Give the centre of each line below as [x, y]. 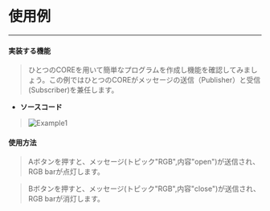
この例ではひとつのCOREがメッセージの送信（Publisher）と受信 [155, 80]
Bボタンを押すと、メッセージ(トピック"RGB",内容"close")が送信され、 [144, 189]
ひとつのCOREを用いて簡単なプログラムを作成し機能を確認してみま [139, 70]
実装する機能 [29, 51]
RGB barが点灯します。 [66, 172]
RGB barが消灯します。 [66, 199]
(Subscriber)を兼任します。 [73, 90]
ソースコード [41, 107]
